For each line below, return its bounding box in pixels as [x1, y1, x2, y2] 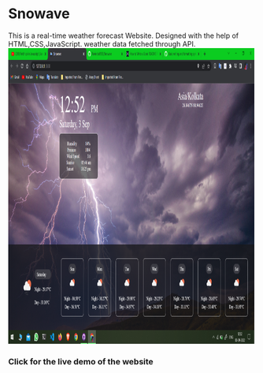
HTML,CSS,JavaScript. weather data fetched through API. [8, 39, 196, 48]
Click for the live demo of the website [8, 356, 154, 367]
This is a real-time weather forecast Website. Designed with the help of [8, 31, 239, 40]
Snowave [8, 5, 71, 23]
